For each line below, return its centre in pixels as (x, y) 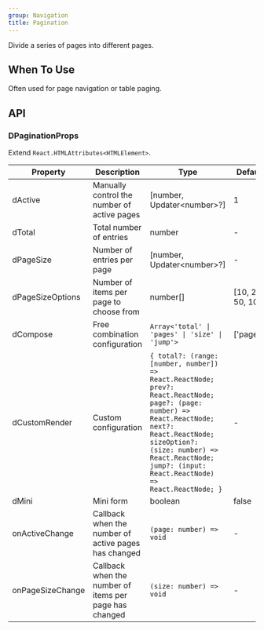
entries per (113, 260)
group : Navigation (38, 15)
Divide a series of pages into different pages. (81, 45)
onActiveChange (43, 533)
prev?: (162, 387)
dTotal (24, 232)
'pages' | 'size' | (186, 334)
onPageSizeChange (49, 590)
